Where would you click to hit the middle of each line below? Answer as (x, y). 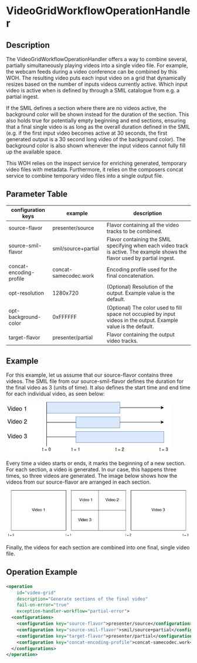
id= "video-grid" (37, 592)
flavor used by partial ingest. (141, 258)
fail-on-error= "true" (43, 605)
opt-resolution (26, 293)
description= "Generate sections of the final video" (82, 599)
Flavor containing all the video (143, 225)
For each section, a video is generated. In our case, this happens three (91, 469)
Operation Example (42, 572)
